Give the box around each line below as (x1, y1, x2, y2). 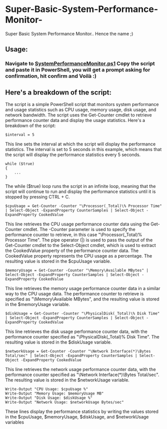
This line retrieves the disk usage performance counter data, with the (5, 328, 147, 334)
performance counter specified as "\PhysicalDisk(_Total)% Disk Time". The (5, 334, 159, 340)
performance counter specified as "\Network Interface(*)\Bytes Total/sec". (5, 371, 159, 378)
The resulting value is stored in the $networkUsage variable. (5, 377, 130, 383)
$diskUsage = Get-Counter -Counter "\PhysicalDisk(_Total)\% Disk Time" (5, 311, 160, 316)
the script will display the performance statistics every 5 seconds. (5, 151, 141, 158)
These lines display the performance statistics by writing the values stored (5, 408, 159, 414)
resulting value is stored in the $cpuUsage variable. (5, 258, 111, 264)
